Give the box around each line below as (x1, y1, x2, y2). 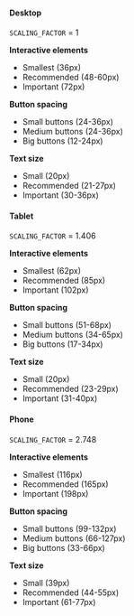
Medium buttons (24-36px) (22, 126, 124, 137)
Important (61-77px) (22, 596, 96, 607)
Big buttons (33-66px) (22, 542, 105, 553)
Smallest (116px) (22, 469, 83, 480)
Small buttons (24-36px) (22, 117, 114, 127)
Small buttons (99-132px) (22, 523, 117, 534)
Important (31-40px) (22, 393, 98, 404)
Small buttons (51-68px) (22, 320, 112, 331)
